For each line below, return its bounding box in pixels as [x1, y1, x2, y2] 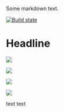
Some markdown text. [6, 5, 59, 12]
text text [6, 100, 26, 107]
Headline [6, 37, 51, 50]
